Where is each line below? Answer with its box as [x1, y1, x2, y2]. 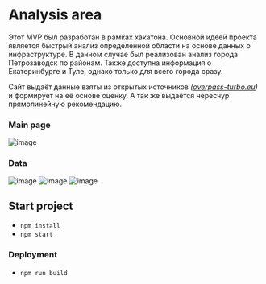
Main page [8, 119, 51, 130]
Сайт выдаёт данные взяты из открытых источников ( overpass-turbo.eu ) [8, 82, 258, 92]
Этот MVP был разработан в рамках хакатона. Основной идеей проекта [8, 32, 258, 42]
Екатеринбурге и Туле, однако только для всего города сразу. [8, 66, 223, 76]
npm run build [19, 269, 68, 277]
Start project [8, 199, 73, 212]
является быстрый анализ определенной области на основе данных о [8, 40, 251, 50]
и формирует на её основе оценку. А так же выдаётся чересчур [8, 90, 230, 100]
